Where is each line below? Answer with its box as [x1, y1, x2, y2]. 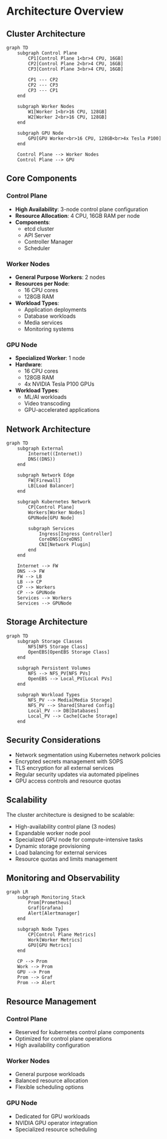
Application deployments [24, 306, 87, 313]
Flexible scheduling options [15, 1083, 84, 1091]
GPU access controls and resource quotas [15, 777, 121, 785]
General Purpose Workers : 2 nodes [15, 273, 106, 281]
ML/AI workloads [24, 393, 67, 401]
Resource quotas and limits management [15, 855, 118, 863]
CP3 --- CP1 [28, 87, 59, 93]
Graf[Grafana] [28, 905, 64, 911]
